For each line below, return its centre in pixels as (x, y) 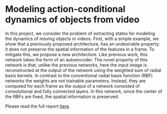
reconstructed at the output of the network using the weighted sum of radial (83, 70)
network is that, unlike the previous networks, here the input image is (76, 65)
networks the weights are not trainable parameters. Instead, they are (76, 81)
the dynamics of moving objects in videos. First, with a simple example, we (82, 39)
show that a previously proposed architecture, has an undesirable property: (83, 44)
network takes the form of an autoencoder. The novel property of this (77, 59)
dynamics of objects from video (72, 20)
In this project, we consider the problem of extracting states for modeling (80, 33)
